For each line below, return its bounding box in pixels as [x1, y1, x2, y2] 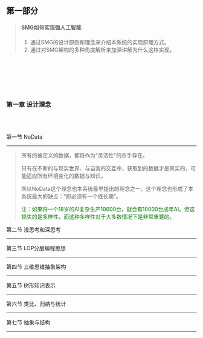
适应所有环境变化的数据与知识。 [26, 172, 106, 179]
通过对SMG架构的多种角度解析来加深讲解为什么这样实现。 [30, 46, 175, 53]
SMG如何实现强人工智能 [21, 24, 82, 31]
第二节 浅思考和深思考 [6, 226, 61, 233]
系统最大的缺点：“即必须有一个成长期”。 [21, 193, 122, 200]
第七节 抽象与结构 [6, 319, 50, 326]
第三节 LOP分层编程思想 [6, 244, 66, 251]
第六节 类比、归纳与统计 [6, 300, 66, 307]
